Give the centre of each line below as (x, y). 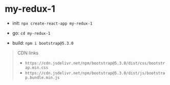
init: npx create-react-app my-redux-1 (52, 23)
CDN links (28, 53)
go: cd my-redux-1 (31, 33)
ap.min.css (37, 68)
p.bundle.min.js (42, 77)
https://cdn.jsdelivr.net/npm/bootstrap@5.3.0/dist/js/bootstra (95, 73)
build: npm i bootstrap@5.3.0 (43, 43)
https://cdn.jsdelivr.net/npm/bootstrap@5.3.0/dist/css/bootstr (95, 63)
